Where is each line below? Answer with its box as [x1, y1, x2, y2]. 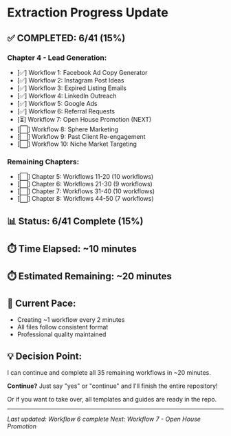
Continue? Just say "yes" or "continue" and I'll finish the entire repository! [7, 382, 218, 390]
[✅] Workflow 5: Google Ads [16, 99, 98, 107]
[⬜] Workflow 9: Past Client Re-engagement [16, 132, 146, 140]
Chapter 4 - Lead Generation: [7, 53, 107, 63]
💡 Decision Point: [7, 350, 82, 362]
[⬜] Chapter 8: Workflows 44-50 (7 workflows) [16, 195, 154, 203]
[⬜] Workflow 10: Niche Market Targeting [16, 140, 137, 148]
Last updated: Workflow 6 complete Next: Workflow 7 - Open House [7, 415, 201, 423]
